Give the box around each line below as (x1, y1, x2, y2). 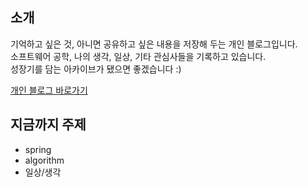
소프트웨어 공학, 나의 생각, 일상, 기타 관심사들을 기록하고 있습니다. (10, 50, 267, 62)
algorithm (24, 154, 65, 166)
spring (24, 143, 52, 155)
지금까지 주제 (10, 116, 87, 133)
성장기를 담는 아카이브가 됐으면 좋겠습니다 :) (10, 63, 182, 75)
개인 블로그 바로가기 (10, 84, 88, 96)
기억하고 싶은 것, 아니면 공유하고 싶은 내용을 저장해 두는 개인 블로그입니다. (10, 38, 298, 50)
